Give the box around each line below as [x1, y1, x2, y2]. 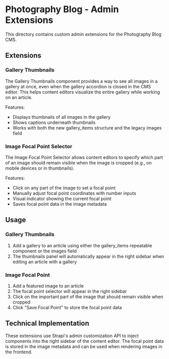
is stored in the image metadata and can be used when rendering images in [5, 343, 163, 349]
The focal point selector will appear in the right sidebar [12, 288, 128, 294]
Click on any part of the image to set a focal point [12, 184, 116, 191]
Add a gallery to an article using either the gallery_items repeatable [12, 242, 152, 248]
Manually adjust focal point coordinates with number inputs [12, 190, 137, 196]
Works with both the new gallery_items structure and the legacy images [12, 124, 162, 130]
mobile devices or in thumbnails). [5, 165, 74, 171]
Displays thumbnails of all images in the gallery [12, 114, 111, 120]
